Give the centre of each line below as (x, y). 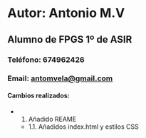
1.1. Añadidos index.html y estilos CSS (83, 127)
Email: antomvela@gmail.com (60, 78)
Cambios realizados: (38, 96)
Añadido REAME (52, 119)
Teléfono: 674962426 (46, 60)
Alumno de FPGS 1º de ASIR (70, 39)
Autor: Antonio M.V (66, 13)
